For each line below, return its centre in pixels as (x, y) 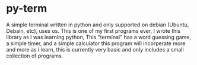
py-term (27, 8)
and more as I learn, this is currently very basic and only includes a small (95, 49)
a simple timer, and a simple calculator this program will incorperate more (96, 43)
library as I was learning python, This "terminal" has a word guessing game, (99, 37)
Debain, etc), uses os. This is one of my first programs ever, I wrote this (93, 30)
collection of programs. (35, 56)
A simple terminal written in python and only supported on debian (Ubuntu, (98, 25)
